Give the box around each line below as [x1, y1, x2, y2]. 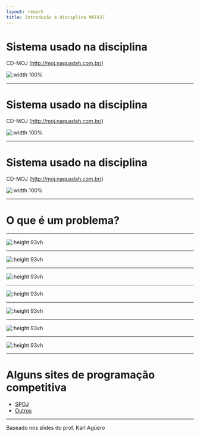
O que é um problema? [6, 213, 120, 227]
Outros [14, 407, 32, 414]
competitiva [6, 381, 67, 395]
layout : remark [6, 8, 44, 15]
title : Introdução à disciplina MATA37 [6, 14, 105, 20]
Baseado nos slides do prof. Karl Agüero [6, 424, 105, 432]
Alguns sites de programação [6, 368, 155, 382]
